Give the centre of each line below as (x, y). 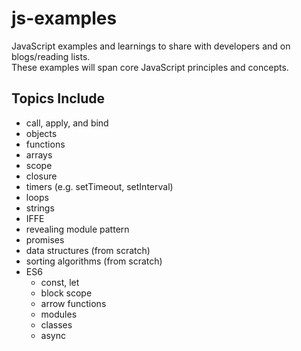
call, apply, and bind (67, 123)
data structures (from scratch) (88, 250)
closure (41, 176)
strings (40, 208)
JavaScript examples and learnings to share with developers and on (151, 46)
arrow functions (73, 303)
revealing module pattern (77, 229)
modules (59, 314)
